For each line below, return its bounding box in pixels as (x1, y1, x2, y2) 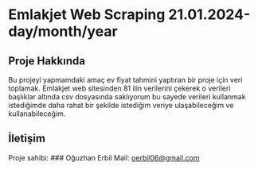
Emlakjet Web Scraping (8, 6, 166, 24)
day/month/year (8, 22, 118, 41)
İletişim (8, 132, 46, 145)
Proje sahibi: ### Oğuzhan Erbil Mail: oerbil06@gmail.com (8, 153, 200, 162)
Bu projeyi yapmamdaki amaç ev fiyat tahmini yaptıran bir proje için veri (8, 75, 243, 84)
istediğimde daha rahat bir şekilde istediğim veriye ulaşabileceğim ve (8, 101, 234, 110)
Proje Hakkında (8, 54, 86, 68)
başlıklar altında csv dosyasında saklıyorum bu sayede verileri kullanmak (8, 92, 246, 101)
